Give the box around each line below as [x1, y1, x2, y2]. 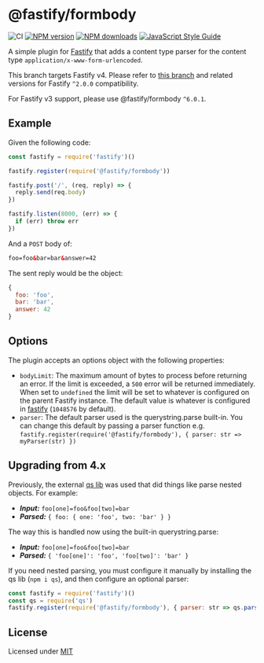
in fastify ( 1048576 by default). [19, 403, 116, 414]
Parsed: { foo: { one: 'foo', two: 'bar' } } [19, 511, 171, 521]
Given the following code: [8, 138, 91, 147]
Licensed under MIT [8, 646, 73, 656]
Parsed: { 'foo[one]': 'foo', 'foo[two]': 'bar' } [19, 551, 189, 560]
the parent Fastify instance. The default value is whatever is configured [19, 396, 251, 405]
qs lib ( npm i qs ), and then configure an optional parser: [8, 574, 189, 584]
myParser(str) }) [19, 437, 77, 445]
